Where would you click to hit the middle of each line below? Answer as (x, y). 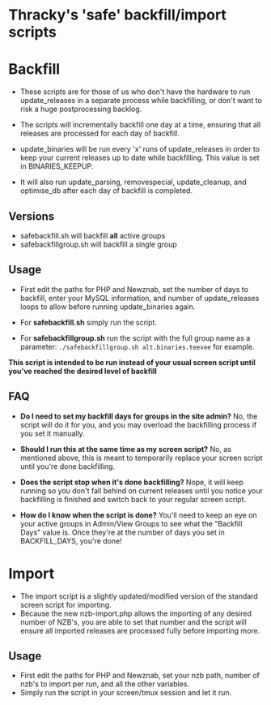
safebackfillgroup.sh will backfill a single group (98, 244)
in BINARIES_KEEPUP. (57, 166)
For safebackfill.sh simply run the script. (89, 322)
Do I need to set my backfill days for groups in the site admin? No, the (139, 416)
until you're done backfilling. (68, 466)
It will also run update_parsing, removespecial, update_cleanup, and (133, 182)
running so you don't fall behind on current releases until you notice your (141, 490)
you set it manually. (52, 433)
